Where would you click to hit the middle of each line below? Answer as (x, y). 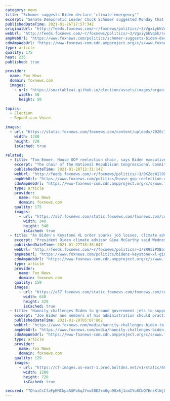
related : (14, 155)
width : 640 (35, 297)
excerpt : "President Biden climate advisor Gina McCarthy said (82, 240)
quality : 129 (28, 358)
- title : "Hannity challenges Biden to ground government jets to (81, 311)
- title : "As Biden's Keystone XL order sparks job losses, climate (83, 236)
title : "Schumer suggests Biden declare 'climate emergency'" (72, 15)
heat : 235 (16, 57)
